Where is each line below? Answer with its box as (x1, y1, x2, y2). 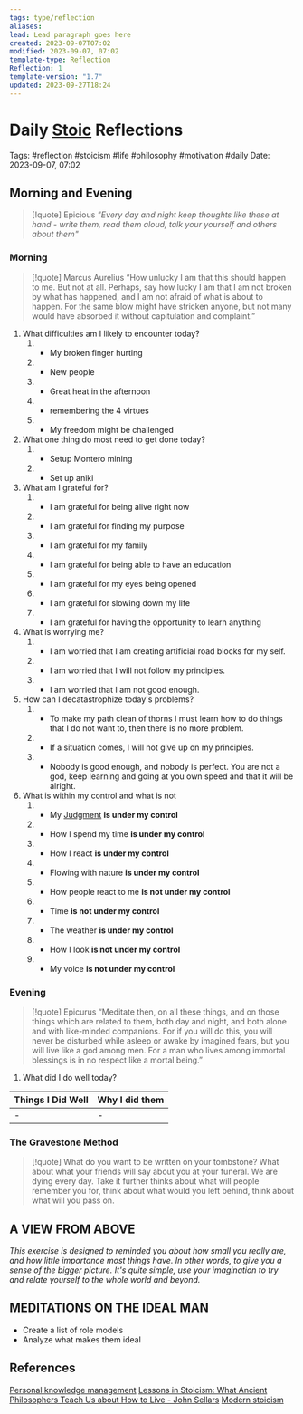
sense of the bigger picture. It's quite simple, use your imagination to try (9, 1265, 279, 1275)
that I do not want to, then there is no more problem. (49, 722, 244, 734)
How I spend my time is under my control (49, 828, 205, 839)
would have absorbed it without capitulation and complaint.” (31, 310, 256, 322)
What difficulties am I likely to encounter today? (22, 328, 201, 339)
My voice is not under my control (49, 963, 175, 974)
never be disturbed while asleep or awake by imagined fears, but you (31, 1034, 289, 1046)
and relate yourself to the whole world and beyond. (9, 1275, 201, 1285)
